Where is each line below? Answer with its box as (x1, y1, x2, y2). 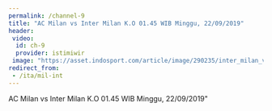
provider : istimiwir (15, 49, 85, 57)
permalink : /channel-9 (8, 11, 85, 20)
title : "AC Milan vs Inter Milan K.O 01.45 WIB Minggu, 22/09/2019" (8, 19, 244, 27)
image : (11, 57, 35, 65)
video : (11, 34, 35, 43)
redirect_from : (8, 64, 60, 72)
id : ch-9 (15, 42, 45, 50)
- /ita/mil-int (11, 72, 63, 80)
